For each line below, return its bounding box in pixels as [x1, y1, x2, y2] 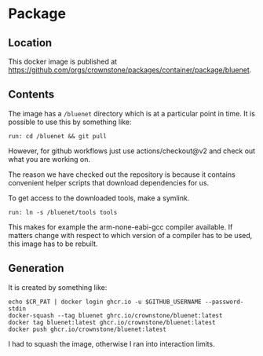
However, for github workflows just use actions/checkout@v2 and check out [8, 146, 256, 156]
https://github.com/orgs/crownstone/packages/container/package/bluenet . [8, 65, 252, 75]
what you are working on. [8, 154, 90, 163]
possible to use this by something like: [8, 117, 132, 127]
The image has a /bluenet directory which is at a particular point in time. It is [8, 108, 255, 118]
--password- [204, 298, 244, 306]
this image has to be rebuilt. [8, 239, 98, 248]
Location [8, 36, 53, 50]
